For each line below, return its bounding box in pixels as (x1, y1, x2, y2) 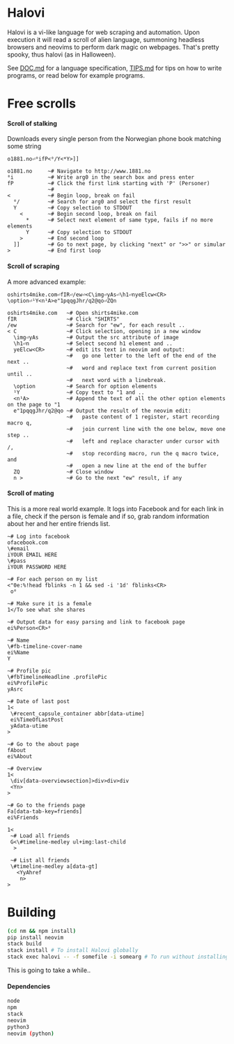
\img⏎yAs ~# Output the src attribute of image (13, 334, 179, 341)
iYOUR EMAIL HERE (7, 551, 58, 558)
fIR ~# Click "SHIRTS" (7, 316, 120, 323)
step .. (7, 432, 30, 439)
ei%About (7, 753, 33, 760)
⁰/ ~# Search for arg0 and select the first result (13, 198, 192, 205)
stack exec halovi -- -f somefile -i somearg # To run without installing (7, 953, 229, 961)
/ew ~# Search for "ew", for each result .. (7, 321, 186, 329)
